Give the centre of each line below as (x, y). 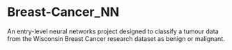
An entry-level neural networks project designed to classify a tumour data (113, 31)
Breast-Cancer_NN (63, 12)
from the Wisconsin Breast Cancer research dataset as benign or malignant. (116, 38)
